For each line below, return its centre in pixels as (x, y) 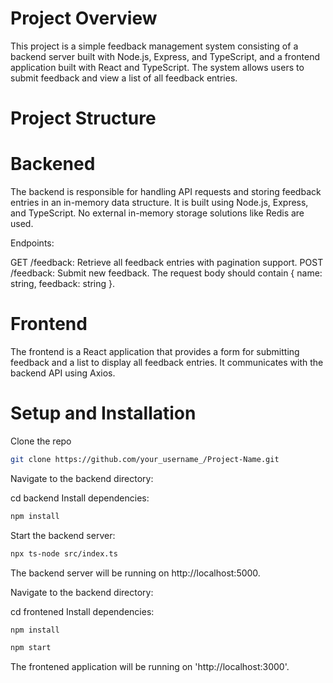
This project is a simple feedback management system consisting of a (154, 46)
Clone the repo (41, 441)
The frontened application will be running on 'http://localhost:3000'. (150, 667)
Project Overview (84, 18)
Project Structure (83, 118)
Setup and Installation (103, 413)
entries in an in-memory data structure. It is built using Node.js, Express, (159, 203)
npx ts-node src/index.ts (64, 553)
